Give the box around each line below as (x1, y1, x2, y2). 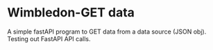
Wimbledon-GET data (7, 5, 135, 21)
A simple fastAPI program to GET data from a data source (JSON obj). (7, 27, 207, 36)
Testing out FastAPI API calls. (7, 34, 92, 42)
